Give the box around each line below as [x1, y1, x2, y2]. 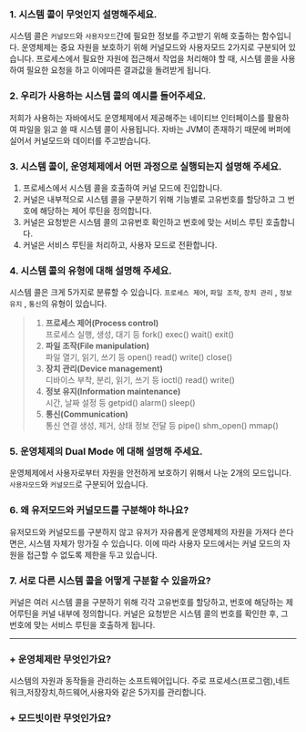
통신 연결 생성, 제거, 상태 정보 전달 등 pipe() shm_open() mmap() [45, 420, 280, 431]
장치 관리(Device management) [45, 363, 164, 375]
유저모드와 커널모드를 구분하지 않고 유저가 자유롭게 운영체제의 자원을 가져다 [9, 526, 278, 537]
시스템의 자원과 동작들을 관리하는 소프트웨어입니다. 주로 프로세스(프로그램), [9, 675, 276, 686]
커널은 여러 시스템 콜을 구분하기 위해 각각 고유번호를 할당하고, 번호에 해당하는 [9, 597, 284, 608]
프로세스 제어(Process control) [45, 317, 159, 329]
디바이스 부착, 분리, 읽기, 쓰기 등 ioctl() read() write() [45, 375, 235, 386]
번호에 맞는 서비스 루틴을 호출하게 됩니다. [9, 620, 156, 631]
